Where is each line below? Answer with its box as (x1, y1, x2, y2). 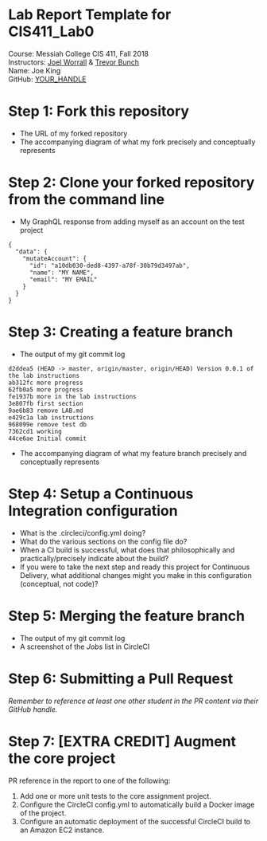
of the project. (19, 808, 67, 818)
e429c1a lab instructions (8, 413, 94, 422)
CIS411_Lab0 (8, 22, 95, 41)
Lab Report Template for (8, 6, 172, 24)
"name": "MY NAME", (29, 269, 94, 277)
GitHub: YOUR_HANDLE (8, 74, 87, 84)
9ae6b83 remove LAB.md (8, 407, 83, 415)
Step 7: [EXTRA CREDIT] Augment (8, 732, 237, 750)
